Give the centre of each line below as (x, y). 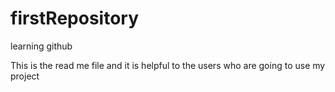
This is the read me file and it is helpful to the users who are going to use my (168, 65)
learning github (41, 46)
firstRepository (75, 18)
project (25, 76)
